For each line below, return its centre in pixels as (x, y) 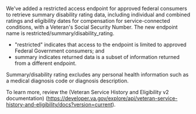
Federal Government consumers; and (59, 51)
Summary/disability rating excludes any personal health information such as (97, 75)
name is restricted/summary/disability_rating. (60, 33)
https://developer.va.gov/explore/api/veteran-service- (113, 98)
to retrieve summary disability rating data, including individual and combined (98, 15)
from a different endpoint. (46, 63)
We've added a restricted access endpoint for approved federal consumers (97, 8)
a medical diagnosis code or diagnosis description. (67, 81)
